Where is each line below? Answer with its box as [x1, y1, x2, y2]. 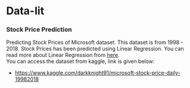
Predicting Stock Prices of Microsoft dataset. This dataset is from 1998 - [6, 39, 183, 46]
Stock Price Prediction [6, 26, 73, 34]
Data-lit [6, 4, 45, 18]
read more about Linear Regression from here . [6, 52, 120, 59]
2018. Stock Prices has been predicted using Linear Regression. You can [6, 45, 185, 52]
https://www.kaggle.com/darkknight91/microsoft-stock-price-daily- [14, 70, 180, 77]
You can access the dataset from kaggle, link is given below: [6, 58, 155, 65]
